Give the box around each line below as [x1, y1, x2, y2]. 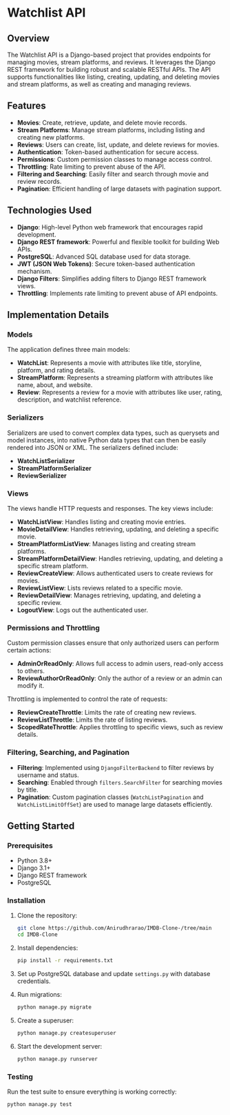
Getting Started [7, 820, 75, 832]
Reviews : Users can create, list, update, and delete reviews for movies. [17, 140, 220, 149]
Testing [7, 1071, 33, 1081]
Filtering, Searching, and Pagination [7, 748, 129, 758]
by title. [17, 785, 39, 794]
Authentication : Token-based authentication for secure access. [17, 147, 199, 156]
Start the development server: [17, 1042, 103, 1050]
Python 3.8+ [17, 856, 53, 865]
